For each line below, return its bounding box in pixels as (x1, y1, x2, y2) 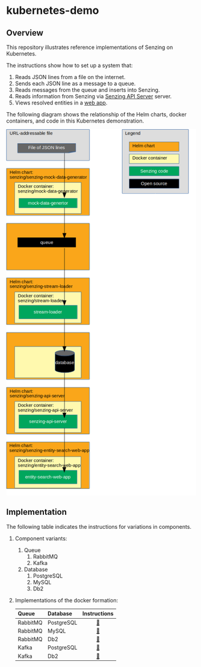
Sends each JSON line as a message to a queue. (14, 80, 136, 87)
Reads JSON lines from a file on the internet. (14, 74, 126, 80)
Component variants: (14, 535, 67, 542)
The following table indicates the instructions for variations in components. (6, 523, 191, 530)
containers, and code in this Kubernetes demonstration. (6, 117, 144, 124)
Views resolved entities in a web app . (14, 99, 108, 106)
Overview (6, 28, 44, 38)
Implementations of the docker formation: (14, 596, 119, 604)
